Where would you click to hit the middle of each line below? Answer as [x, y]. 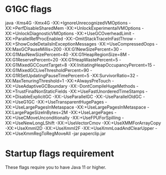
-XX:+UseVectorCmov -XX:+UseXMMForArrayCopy [108, 123]
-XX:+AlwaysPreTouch [88, 81]
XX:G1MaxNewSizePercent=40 [37, 54]
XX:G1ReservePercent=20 [32, 59]
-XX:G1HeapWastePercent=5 [88, 59]
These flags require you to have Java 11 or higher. [56, 167]
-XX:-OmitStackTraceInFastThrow [99, 39]
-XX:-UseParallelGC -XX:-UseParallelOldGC [97, 96]
